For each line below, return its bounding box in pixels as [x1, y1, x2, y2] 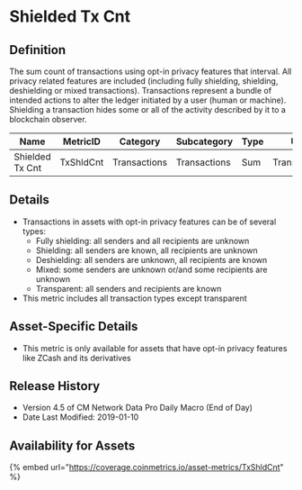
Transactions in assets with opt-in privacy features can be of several [22, 216, 277, 227]
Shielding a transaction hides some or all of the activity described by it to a [9, 104, 286, 114]
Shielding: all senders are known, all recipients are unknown [35, 245, 258, 256]
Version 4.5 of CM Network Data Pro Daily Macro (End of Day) [22, 403, 253, 413]
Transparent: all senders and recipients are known [35, 283, 222, 294]
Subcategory [175, 135, 234, 148]
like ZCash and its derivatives [22, 352, 132, 363]
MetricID [62, 135, 101, 148]
